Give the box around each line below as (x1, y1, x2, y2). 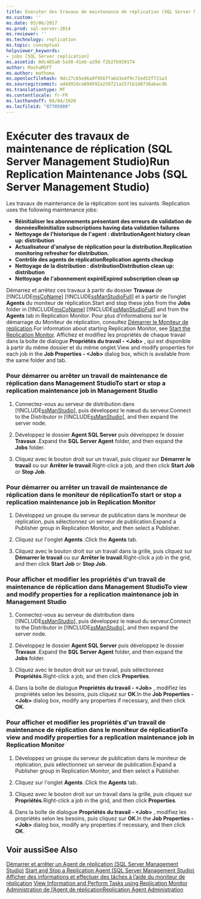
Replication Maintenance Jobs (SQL (6, 167, 188, 181)
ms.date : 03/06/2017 (6, 20, 58, 26)
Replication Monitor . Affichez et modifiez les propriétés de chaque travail (6, 331, 186, 338)
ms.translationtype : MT (6, 87, 66, 93)
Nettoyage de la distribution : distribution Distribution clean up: (14, 262, 175, 270)
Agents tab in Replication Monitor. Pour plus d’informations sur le (6, 312, 167, 319)
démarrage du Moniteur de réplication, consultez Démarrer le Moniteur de (6, 319, 188, 326)
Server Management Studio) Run (6, 155, 170, 168)
